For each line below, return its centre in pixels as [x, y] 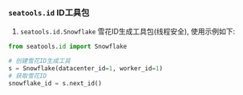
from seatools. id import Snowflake [68, 47]
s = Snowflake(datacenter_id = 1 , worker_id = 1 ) [85, 69]
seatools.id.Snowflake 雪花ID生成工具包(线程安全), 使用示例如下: [128, 32]
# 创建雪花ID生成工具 [39, 61]
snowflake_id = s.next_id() [55, 83]
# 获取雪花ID [28, 76]
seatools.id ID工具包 [49, 12]
